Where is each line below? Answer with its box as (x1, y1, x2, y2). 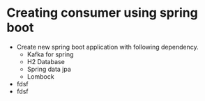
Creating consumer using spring (6, 5, 198, 21)
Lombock (26, 72, 54, 81)
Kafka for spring (26, 50, 74, 59)
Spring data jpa (26, 65, 71, 73)
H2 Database (26, 57, 66, 65)
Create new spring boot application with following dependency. (16, 42, 199, 51)
